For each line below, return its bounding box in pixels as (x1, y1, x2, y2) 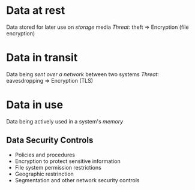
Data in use (6, 98, 64, 111)
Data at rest (6, 4, 65, 17)
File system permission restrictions (14, 164, 102, 171)
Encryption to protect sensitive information (14, 157, 121, 165)
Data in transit (6, 51, 78, 65)
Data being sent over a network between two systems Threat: (6, 70, 160, 78)
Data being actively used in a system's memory (6, 117, 124, 125)
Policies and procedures (14, 151, 75, 158)
